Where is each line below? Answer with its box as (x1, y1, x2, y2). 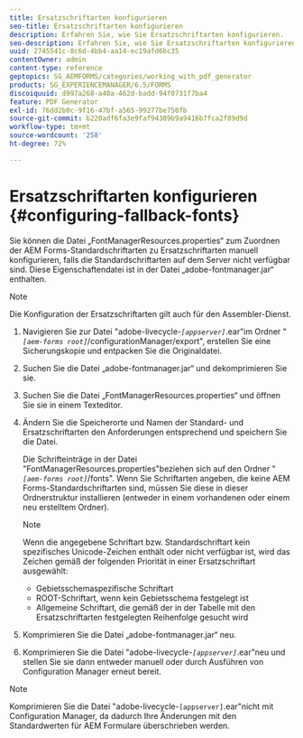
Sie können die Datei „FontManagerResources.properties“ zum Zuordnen (9, 235, 280, 246)
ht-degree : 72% (9, 139, 67, 148)
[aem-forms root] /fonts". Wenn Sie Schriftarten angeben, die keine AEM (22, 472, 290, 483)
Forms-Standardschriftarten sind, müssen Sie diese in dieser (22, 482, 249, 493)
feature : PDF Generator (9, 97, 99, 107)
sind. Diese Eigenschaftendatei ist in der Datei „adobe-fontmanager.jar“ (9, 264, 274, 275)
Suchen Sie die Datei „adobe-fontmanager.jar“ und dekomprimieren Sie (22, 362, 288, 373)
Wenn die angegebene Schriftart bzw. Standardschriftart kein (22, 537, 251, 547)
